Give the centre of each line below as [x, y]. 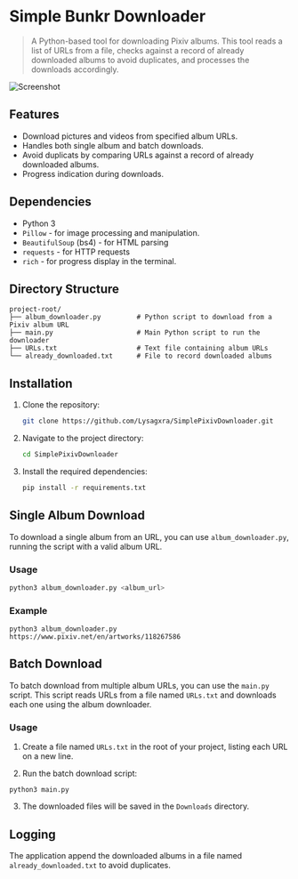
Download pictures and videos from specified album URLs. [130, 136]
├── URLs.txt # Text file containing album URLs [139, 349]
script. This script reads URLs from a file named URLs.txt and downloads [143, 695]
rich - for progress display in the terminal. [99, 261]
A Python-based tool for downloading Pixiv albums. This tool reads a [157, 41]
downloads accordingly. [75, 69]
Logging [32, 834]
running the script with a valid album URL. [86, 546]
